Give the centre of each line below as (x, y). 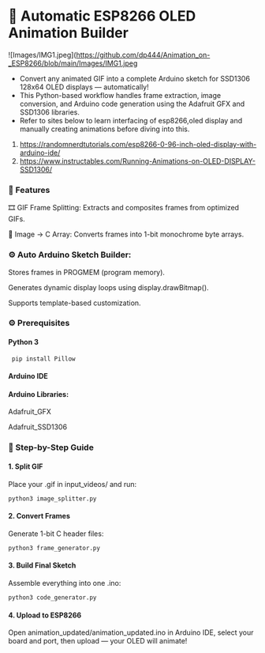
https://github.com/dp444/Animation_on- (143, 55)
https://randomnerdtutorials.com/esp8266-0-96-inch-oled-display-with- (138, 144)
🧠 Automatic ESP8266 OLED (102, 16)
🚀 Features (29, 190)
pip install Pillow (44, 359)
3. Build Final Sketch (42, 565)
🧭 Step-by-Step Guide (51, 447)
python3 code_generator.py (52, 597)
